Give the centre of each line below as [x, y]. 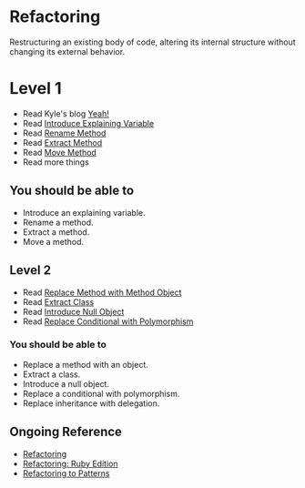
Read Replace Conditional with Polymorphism [108, 321]
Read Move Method [60, 152]
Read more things [56, 162]
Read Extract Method [62, 142]
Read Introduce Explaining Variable [88, 123]
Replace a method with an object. [85, 364]
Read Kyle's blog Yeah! [66, 113]
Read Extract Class [58, 301]
